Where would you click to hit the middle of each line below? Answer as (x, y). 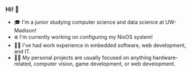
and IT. (22, 52)
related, (23, 64)
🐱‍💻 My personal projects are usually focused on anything (83, 58)
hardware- (165, 58)
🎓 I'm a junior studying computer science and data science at (89, 22)
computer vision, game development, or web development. (104, 64)
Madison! (25, 31)
